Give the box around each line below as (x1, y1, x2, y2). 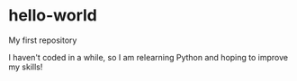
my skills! (8, 61, 43, 72)
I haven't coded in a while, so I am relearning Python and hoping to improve (8, 52, 289, 62)
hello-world (8, 5, 98, 26)
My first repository (8, 35, 77, 45)
